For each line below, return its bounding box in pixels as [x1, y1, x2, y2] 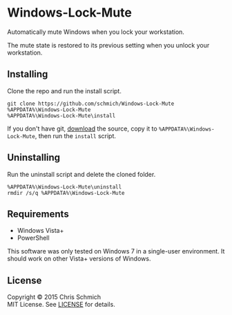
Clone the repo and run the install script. [7, 86, 122, 95]
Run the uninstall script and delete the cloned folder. [7, 170, 156, 178]
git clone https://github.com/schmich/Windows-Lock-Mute [7, 100, 175, 107]
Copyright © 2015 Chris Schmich [7, 293, 101, 301]
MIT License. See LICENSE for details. [7, 300, 115, 309]
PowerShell [17, 233, 50, 242]
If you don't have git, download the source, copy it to [7, 124, 157, 133]
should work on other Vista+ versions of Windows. [7, 254, 151, 263]
